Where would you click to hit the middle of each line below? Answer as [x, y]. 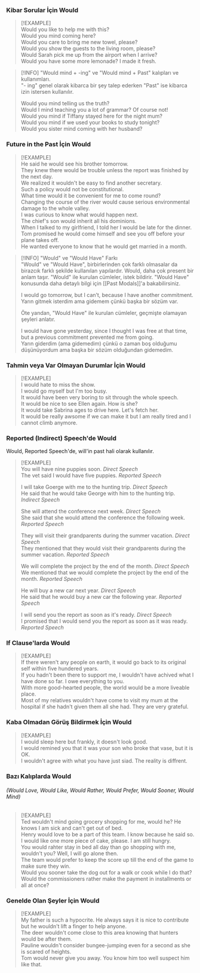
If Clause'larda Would [38, 643]
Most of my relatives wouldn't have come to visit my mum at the [99, 700]
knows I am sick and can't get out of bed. [72, 828]
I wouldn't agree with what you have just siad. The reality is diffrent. [104, 761]
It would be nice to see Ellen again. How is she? [79, 403]
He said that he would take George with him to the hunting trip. [98, 494]
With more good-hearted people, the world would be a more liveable [105, 688]
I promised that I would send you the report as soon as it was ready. [104, 621]
